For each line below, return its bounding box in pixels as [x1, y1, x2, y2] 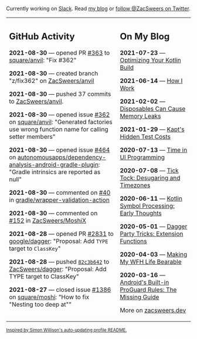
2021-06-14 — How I [120, 77, 183, 85]
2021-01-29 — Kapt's [120, 125, 185, 133]
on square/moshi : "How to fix [9, 293, 90, 301]
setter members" [9, 132, 56, 141]
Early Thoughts [120, 209, 162, 217]
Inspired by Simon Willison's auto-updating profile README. [6, 327, 127, 333]
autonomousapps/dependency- [17, 153, 107, 161]
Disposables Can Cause [120, 104, 186, 112]
